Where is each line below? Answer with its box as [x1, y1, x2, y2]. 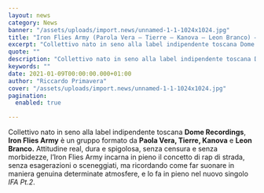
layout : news [8, 11, 51, 20]
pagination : [8, 92, 47, 100]
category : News [8, 19, 58, 27]
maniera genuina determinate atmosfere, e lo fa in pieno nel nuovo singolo [8, 169, 249, 179]
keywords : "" [8, 63, 51, 71]
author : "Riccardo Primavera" [8, 77, 108, 85]
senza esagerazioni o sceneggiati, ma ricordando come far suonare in [8, 161, 235, 170]
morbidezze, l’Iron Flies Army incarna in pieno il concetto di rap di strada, [8, 152, 245, 162]
